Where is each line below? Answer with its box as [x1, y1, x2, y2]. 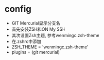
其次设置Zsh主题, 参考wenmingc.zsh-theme [11, 32, 100, 38]
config [4, 3, 32, 15]
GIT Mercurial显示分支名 [11, 20, 61, 26]
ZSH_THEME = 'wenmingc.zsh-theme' [11, 44, 88, 50]
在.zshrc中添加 [11, 38, 42, 44]
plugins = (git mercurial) [11, 49, 60, 55]
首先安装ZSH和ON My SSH [11, 26, 66, 32]
